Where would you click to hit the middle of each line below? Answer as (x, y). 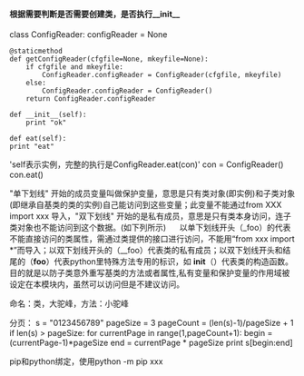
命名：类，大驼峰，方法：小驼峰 (69, 303)
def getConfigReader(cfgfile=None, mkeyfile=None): (109, 59)
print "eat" (32, 147)
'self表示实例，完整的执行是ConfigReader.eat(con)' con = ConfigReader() (147, 164)
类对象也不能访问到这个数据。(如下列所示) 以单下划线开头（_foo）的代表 (150, 228)
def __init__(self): (49, 115)
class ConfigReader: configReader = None (88, 35)
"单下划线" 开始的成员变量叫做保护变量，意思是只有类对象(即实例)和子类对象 (152, 193)
